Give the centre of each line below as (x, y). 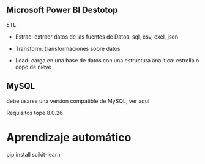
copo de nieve (33, 67)
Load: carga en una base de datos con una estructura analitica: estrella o (107, 60)
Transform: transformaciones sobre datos (68, 48)
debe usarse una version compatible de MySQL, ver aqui (78, 101)
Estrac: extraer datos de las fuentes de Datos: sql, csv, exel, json (97, 37)
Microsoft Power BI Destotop (62, 10)
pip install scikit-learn (33, 154)
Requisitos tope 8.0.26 (35, 113)
